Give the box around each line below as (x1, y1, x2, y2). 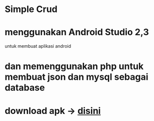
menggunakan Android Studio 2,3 (5, 27, 149, 38)
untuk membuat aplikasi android (5, 43, 71, 49)
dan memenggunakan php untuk (5, 61, 144, 72)
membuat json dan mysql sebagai (5, 71, 149, 83)
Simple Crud (5, 4, 58, 15)
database (5, 82, 45, 93)
